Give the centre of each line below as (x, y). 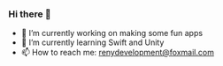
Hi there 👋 (30, 14)
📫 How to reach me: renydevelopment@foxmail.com (117, 53)
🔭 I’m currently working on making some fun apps (112, 33)
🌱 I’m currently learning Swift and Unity (92, 42)
